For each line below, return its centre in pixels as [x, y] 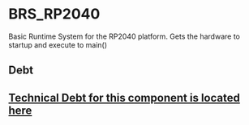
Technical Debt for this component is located [124, 98]
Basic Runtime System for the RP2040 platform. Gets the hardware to [124, 36]
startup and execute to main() [58, 44]
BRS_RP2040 [54, 14]
